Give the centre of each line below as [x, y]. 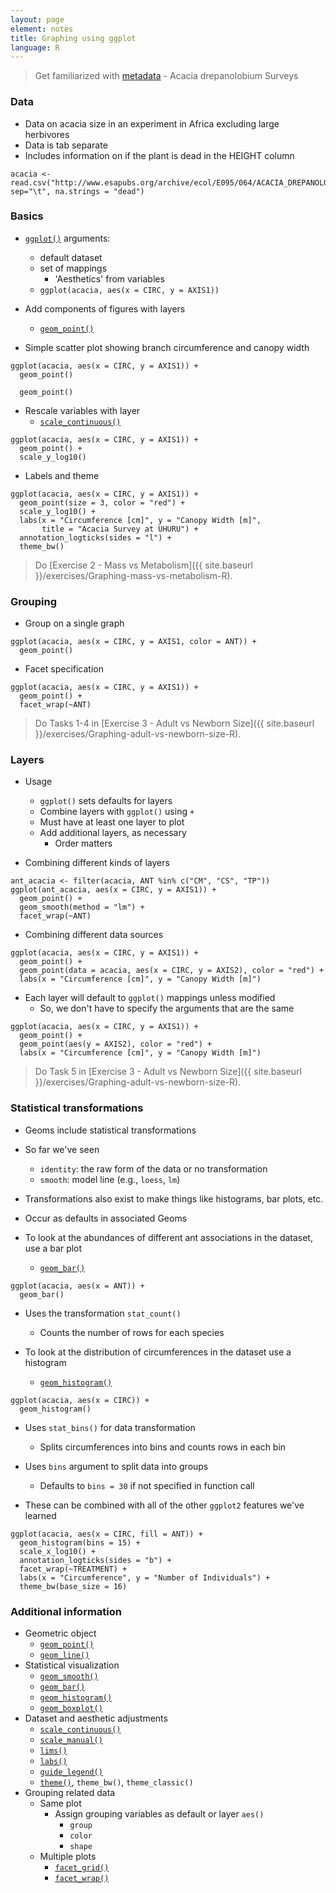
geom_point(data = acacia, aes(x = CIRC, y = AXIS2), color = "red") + [172, 971]
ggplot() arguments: [67, 238]
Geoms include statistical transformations [110, 1130]
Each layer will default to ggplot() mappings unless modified [150, 998]
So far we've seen [62, 1149]
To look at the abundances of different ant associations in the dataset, [168, 1237]
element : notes [42, 29]
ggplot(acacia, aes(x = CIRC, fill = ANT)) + [106, 1534]
